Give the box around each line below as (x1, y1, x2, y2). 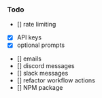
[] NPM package (16, 84, 63, 92)
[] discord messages (16, 62, 75, 70)
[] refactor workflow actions (16, 76, 95, 84)
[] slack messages (16, 69, 69, 78)
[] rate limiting (16, 20, 56, 29)
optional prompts (16, 41, 65, 49)
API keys (16, 33, 42, 42)
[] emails (16, 54, 42, 63)
